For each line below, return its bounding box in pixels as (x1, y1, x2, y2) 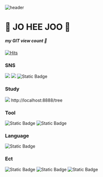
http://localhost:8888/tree (11, 97, 63, 103)
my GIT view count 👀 (5, 38, 47, 44)
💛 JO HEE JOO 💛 (5, 22, 71, 32)
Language (5, 132, 29, 139)
